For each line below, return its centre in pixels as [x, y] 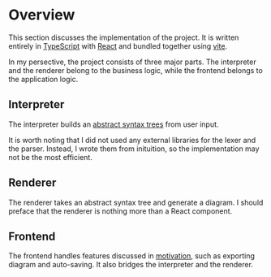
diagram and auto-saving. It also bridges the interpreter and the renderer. [131, 265]
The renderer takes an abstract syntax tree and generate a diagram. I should [136, 202]
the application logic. [43, 79]
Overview [42, 15]
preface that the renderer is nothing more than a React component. [120, 211]
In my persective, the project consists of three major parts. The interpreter [133, 62]
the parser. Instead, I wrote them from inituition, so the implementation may [134, 149]
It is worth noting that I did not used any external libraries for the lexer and [132, 140]
